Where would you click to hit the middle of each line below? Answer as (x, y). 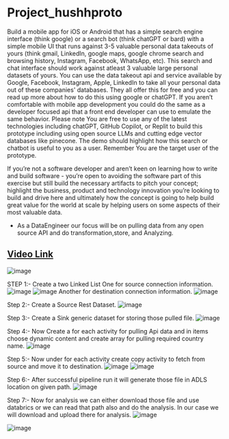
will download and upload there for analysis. (69, 414)
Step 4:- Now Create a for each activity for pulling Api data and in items (108, 331)
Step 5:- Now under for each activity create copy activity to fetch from (106, 359)
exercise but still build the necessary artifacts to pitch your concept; (103, 183)
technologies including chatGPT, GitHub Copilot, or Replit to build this (105, 126)
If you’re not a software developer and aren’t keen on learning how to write (112, 168)
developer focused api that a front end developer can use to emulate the (109, 112)
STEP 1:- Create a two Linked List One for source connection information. (110, 284)
